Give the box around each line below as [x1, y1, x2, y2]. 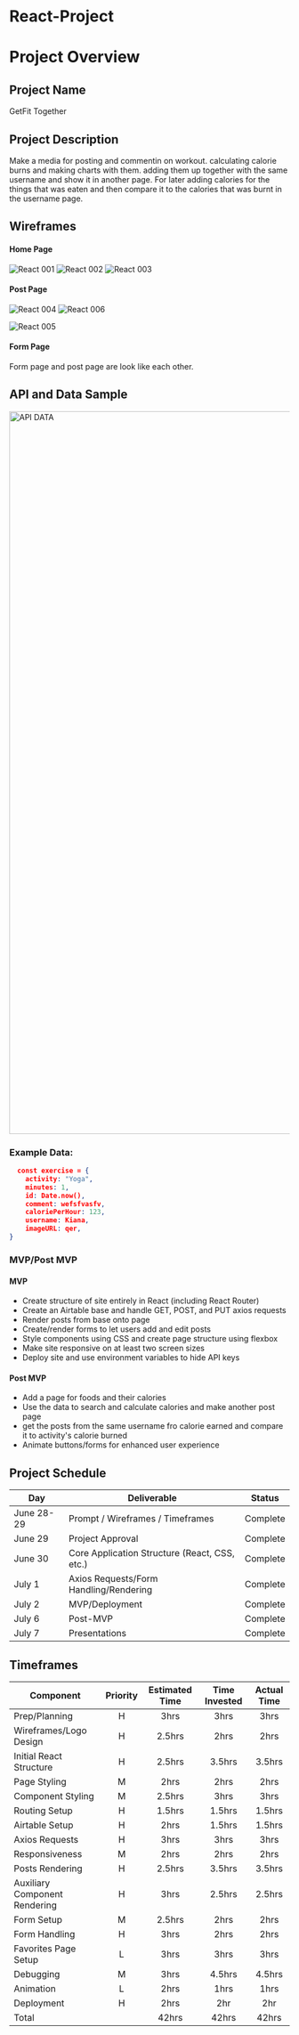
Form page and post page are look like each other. [9, 361, 194, 371]
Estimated [148, 1683, 193, 1696]
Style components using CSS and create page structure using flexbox [21, 1334, 279, 1344]
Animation [13, 1982, 56, 1995]
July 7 [13, 1627, 40, 1640]
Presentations [68, 1627, 127, 1640]
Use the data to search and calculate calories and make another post [21, 1402, 276, 1413]
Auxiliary [13, 1877, 51, 1889]
